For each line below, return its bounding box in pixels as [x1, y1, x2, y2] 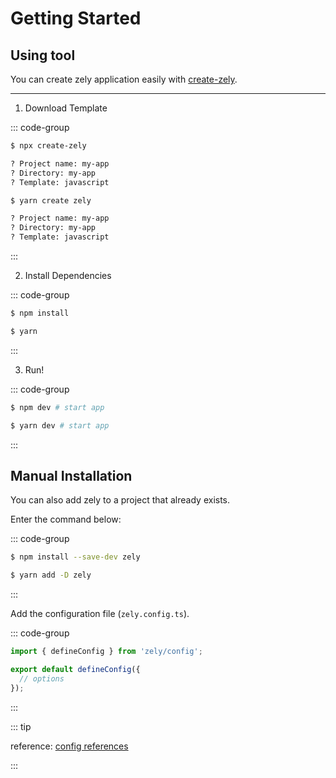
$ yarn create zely [10, 195, 92, 206]
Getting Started [10, 7, 142, 30]
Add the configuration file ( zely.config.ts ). [10, 608, 190, 620]
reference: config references [10, 740, 129, 752]
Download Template [24, 102, 108, 114]
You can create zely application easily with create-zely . [10, 73, 238, 85]
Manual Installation [10, 467, 133, 484]
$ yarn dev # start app [10, 420, 110, 431]
